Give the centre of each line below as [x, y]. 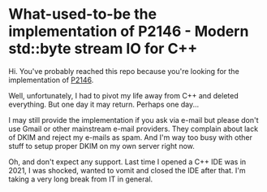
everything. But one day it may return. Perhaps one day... [104, 104]
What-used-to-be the [82, 14]
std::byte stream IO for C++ [103, 49]
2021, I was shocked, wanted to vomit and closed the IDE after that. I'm [127, 170]
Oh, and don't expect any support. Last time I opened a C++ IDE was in [127, 161]
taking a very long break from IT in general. [81, 179]
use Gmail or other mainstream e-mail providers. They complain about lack [133, 129]
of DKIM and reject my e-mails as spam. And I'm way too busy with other [131, 137]
